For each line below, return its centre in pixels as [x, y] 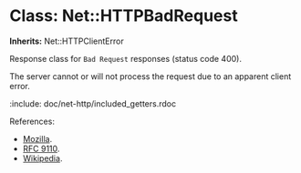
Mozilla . [37, 138]
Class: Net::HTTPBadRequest [124, 16]
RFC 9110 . [41, 148]
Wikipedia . [42, 158]
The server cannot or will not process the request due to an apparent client [150, 76]
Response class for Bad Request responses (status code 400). [125, 58]
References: [32, 121]
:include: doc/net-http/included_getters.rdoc [93, 103]
